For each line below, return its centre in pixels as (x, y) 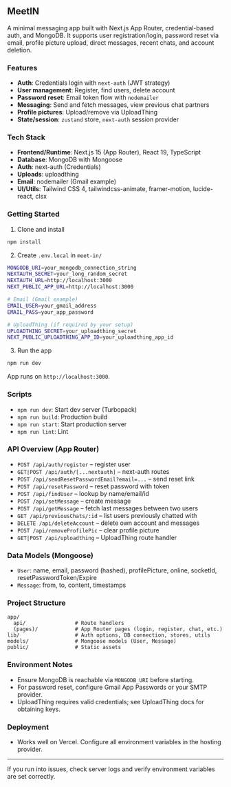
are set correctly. (31, 776)
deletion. (20, 50)
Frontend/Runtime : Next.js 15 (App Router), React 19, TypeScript (109, 152)
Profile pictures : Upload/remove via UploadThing (87, 112)
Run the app (34, 350)
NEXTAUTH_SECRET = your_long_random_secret (67, 274)
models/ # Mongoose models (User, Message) (92, 641)
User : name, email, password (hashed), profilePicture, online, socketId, (117, 570)
